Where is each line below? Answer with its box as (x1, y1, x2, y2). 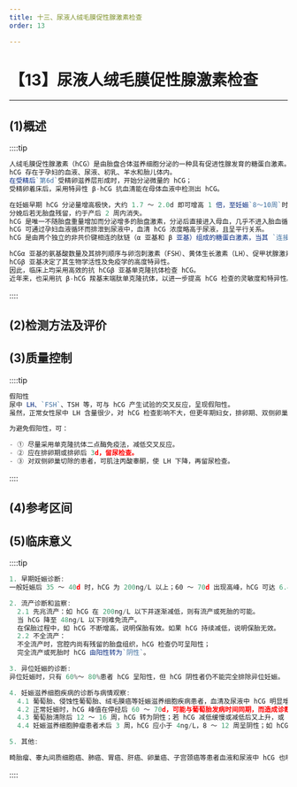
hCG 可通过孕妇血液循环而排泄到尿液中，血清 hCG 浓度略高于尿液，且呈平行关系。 (9, 225, 269, 235)
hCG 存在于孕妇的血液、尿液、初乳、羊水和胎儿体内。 (9, 168, 177, 177)
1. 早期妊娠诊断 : (9, 575, 65, 584)
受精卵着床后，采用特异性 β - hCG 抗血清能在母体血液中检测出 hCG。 (9, 184, 224, 193)
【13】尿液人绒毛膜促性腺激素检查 (9, 70, 259, 89)
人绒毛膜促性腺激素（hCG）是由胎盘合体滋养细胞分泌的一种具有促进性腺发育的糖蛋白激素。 (9, 160, 291, 169)
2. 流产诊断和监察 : (9, 598, 72, 607)
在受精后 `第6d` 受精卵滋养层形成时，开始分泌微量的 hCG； (9, 176, 193, 185)
